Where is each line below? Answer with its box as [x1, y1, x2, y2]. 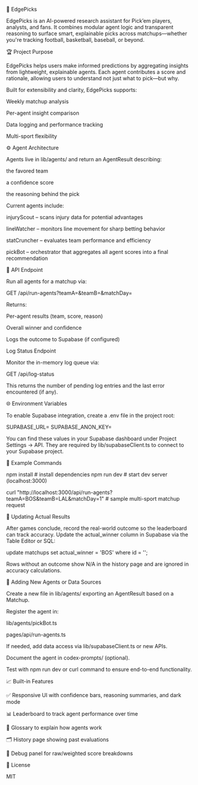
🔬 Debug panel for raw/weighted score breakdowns [6, 750, 133, 757]
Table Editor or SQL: [6, 538, 55, 544]
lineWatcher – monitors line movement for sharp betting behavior [6, 225, 166, 232]
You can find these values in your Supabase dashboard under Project [6, 435, 177, 442]
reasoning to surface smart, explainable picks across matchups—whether [6, 30, 188, 37]
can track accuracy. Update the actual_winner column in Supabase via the [6, 531, 188, 538]
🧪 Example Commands [6, 459, 62, 466]
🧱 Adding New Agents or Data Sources [6, 578, 101, 585]
